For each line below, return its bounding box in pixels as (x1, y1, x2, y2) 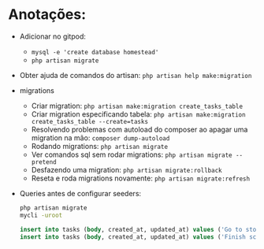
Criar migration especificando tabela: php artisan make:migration (31, 109, 246, 119)
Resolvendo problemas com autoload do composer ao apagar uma (31, 124, 248, 134)
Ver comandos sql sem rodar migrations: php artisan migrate (31, 150, 232, 159)
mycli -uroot (19, 211, 63, 219)
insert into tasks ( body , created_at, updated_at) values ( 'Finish (19, 232, 247, 241)
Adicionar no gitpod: (19, 32, 87, 41)
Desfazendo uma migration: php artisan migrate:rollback (31, 165, 222, 174)
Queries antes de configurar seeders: (19, 188, 142, 198)
